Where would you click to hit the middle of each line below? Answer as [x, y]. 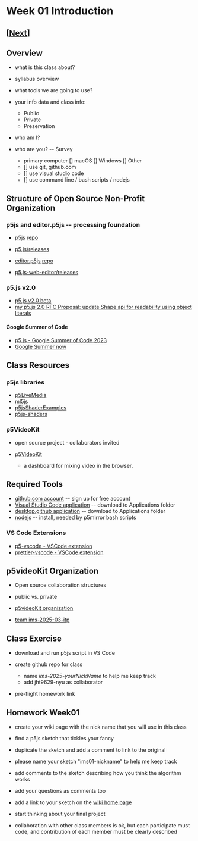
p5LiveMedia [31, 395]
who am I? [27, 137]
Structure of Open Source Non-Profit [76, 198]
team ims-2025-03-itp [42, 620]
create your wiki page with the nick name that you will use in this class [100, 727]
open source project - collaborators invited [67, 442]
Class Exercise [34, 638]
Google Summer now [41, 346]
